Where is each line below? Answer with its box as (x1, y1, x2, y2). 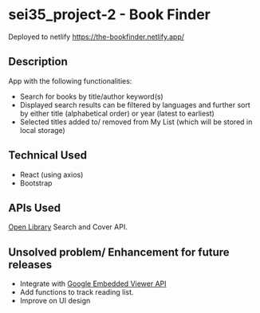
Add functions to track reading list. (19, 288, 134, 297)
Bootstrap (19, 178, 53, 188)
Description (8, 55, 68, 68)
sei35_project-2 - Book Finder (8, 6, 211, 24)
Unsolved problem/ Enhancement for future (8, 245, 230, 259)
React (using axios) (19, 170, 84, 179)
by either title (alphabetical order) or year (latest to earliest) (19, 108, 215, 118)
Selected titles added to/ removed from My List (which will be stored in (19, 117, 253, 127)
